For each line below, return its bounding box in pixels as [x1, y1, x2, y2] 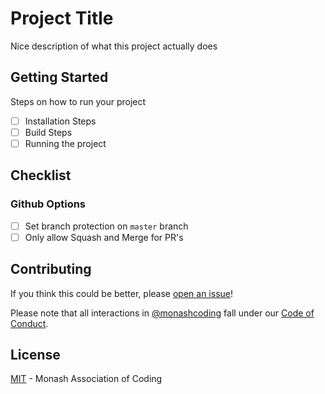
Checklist [10, 167, 72, 184]
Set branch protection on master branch [24, 220, 189, 232]
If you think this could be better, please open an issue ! [10, 287, 234, 299]
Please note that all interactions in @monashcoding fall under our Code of [10, 307, 315, 319]
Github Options [10, 197, 87, 211]
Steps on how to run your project [10, 95, 147, 107]
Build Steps [24, 126, 73, 138]
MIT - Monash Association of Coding [10, 373, 163, 385]
